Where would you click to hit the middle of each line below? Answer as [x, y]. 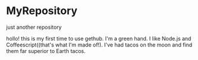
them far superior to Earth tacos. [46, 51]
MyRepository [42, 11]
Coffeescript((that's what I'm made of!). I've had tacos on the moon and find [99, 45]
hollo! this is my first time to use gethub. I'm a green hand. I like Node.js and [99, 38]
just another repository [34, 27]
